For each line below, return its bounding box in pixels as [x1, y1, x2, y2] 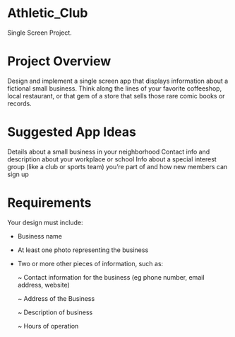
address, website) [17, 280, 71, 289]
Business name [17, 232, 62, 240]
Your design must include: [7, 218, 83, 227]
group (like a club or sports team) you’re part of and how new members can [7, 162, 228, 171]
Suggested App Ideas [7, 124, 136, 140]
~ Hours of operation [17, 321, 79, 330]
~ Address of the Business [17, 294, 95, 302]
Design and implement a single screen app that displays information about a [7, 76, 229, 85]
